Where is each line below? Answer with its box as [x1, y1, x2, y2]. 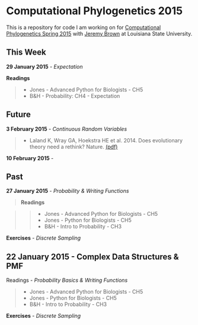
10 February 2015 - [6, 154, 54, 161]
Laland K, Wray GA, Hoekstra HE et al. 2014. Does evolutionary [29, 136, 183, 144]
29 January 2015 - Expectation [6, 63, 83, 70]
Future [6, 110, 31, 120]
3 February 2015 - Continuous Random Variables [6, 125, 127, 132]
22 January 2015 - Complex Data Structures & [6, 251, 179, 262]
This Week [6, 47, 46, 58]
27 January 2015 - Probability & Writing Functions [6, 187, 129, 195]
